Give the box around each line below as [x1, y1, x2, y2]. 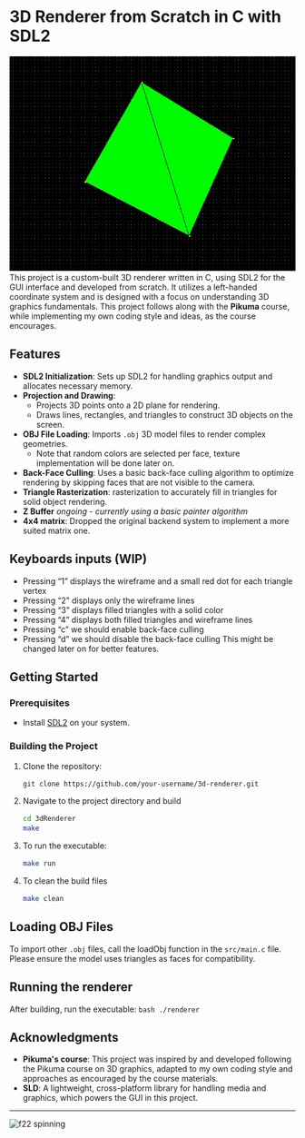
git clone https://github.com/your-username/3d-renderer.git [22, 779, 260, 788]
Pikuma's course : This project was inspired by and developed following [22, 1054, 292, 1064]
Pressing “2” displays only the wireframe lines [22, 595, 195, 606]
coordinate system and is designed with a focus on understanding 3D [9, 291, 270, 302]
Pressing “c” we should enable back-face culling [22, 624, 204, 635]
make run [22, 859, 56, 868]
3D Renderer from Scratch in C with [9, 6, 281, 27]
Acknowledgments [9, 1029, 120, 1045]
